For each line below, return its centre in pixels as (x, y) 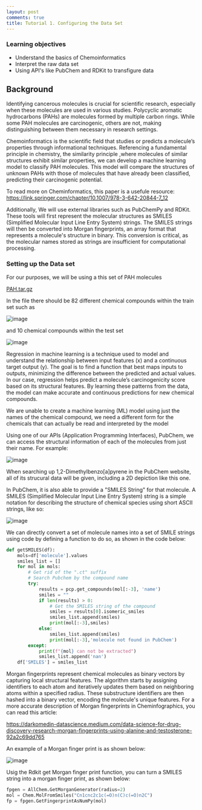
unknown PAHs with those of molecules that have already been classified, (98, 174)
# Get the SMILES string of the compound (102, 606)
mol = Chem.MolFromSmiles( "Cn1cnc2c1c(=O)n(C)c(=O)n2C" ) (80, 795)
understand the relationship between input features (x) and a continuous (96, 360)
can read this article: (32, 713)
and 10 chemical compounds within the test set (65, 330)
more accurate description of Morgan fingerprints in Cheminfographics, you (101, 706)
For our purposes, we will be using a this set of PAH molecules (84, 277)
